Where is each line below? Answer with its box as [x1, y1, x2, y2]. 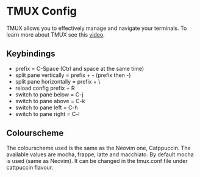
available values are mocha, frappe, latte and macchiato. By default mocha [6, 151, 194, 158]
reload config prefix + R [15, 84, 75, 92]
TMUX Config [6, 4, 77, 18]
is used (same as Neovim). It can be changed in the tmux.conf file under [6, 157, 188, 164]
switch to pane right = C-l [15, 110, 80, 117]
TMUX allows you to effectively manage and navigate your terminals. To [6, 24, 187, 32]
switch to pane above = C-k [15, 97, 85, 104]
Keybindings [6, 49, 56, 59]
